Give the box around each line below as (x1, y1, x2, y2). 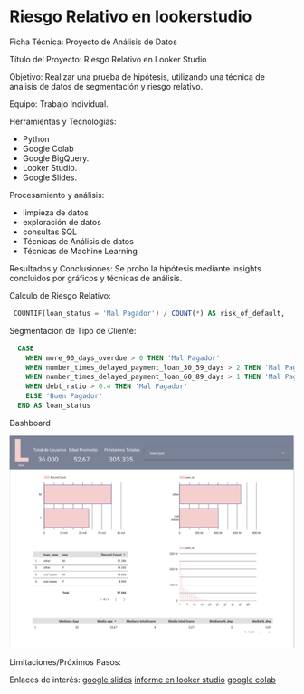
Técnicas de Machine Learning (22, 245, 138, 256)
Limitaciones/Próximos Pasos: (9, 656, 122, 667)
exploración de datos (22, 216, 102, 227)
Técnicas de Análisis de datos (22, 235, 134, 246)
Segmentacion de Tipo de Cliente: (9, 325, 137, 336)
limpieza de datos (22, 206, 89, 218)
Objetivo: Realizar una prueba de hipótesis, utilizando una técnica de (9, 71, 265, 82)
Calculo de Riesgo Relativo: (9, 290, 111, 300)
